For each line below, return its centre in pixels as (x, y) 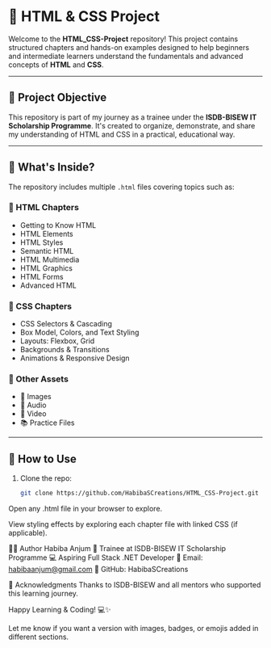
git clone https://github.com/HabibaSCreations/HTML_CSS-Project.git (140, 493)
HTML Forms (42, 276)
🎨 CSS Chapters (40, 306)
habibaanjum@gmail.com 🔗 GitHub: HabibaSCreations (98, 570)
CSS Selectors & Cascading (66, 324)
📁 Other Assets (38, 379)
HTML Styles (42, 242)
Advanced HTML (48, 285)
